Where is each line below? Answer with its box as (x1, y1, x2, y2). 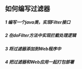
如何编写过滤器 (5, 4, 50, 13)
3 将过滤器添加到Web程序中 (5, 46, 61, 51)
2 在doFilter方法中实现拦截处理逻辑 (5, 32, 77, 38)
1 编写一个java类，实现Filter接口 (5, 19, 71, 25)
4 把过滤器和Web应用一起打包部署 (5, 59, 74, 65)
